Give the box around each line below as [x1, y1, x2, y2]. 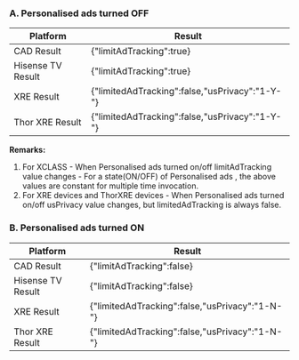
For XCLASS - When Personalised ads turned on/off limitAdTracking [21, 162, 272, 172]
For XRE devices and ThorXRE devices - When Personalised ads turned [21, 190, 285, 201]
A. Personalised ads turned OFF [9, 7, 149, 20]
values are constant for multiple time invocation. [21, 180, 198, 191]
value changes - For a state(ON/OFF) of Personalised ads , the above [21, 172, 276, 182]
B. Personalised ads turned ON [9, 221, 145, 234]
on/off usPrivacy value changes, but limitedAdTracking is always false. [21, 199, 282, 211]
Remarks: [9, 145, 46, 156]
